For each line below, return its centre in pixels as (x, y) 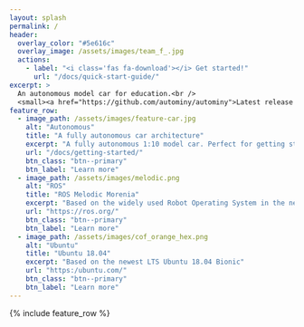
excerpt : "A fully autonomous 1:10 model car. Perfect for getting (155, 144)
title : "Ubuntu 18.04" (68, 254)
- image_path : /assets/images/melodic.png (99, 178)
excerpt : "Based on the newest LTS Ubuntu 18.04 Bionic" (135, 262)
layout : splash (38, 18)
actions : (34, 60)
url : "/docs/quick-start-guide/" (96, 77)
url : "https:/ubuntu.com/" (76, 271)
